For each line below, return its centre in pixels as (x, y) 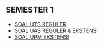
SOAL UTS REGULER (40, 24)
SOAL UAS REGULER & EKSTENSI (56, 30)
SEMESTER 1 (30, 10)
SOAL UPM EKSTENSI (41, 37)
